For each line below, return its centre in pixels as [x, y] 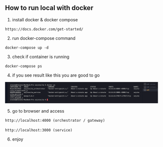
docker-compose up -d [27, 48]
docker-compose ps [24, 66]
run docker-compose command [44, 38]
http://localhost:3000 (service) [39, 131]
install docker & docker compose [45, 19]
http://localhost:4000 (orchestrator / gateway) [55, 121]
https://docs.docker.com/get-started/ [44, 29]
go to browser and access [38, 111]
